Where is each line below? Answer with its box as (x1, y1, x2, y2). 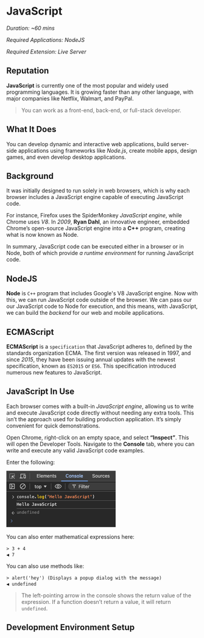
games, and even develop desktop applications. (6, 153, 127, 161)
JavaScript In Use (6, 387, 75, 397)
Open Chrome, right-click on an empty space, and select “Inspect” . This (6, 433, 189, 441)
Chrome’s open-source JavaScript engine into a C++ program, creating (6, 225, 186, 232)
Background (6, 170, 54, 181)
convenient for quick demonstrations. (6, 422, 100, 429)
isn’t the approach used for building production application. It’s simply (6, 415, 181, 422)
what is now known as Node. (6, 231, 79, 239)
